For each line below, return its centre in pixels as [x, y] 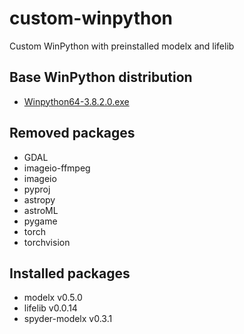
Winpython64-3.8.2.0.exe [76, 101]
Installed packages [70, 273]
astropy [39, 199]
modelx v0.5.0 [53, 298]
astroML [41, 210]
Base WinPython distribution [101, 77]
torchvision [47, 242]
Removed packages [72, 133]
